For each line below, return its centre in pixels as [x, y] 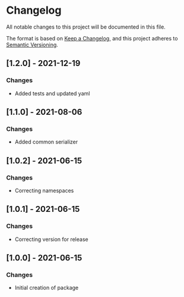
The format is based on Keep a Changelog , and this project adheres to [92, 38]
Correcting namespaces [44, 190]
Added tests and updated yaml [52, 93]
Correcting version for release [51, 239]
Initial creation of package [47, 288]
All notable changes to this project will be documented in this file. [86, 27]
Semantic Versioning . [32, 45]
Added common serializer [46, 142]
